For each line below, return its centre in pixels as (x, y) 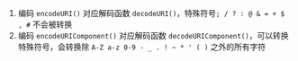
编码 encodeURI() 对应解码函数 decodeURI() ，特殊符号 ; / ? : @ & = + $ (151, 13)
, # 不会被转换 (45, 24)
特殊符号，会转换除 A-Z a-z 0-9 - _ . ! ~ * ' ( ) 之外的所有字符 (142, 47)
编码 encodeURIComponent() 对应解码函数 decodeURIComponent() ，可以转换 (153, 35)
